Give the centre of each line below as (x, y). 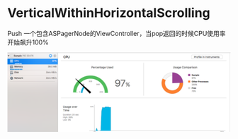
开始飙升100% (28, 42)
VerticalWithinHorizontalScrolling (109, 13)
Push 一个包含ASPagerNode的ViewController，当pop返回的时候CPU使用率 (117, 33)
